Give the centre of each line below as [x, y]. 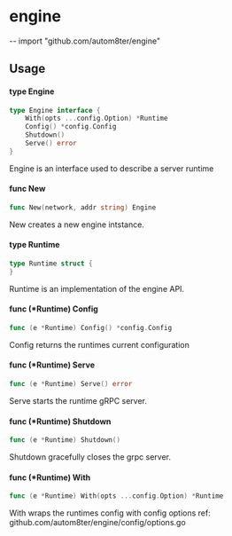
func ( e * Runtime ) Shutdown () [65, 440]
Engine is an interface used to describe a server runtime [112, 168]
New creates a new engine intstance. [77, 225]
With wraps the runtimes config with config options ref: [110, 513]
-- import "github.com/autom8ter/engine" [85, 41]
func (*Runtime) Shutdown [60, 421]
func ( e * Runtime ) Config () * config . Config [91, 328]
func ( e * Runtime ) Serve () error [71, 384]
